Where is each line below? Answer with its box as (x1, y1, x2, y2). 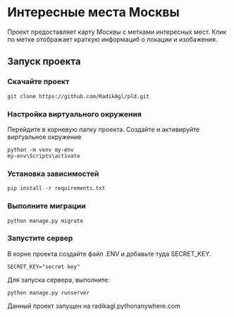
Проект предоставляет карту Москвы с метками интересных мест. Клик (7, 28, 227, 36)
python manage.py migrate (7, 217, 83, 225)
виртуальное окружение (7, 132, 82, 141)
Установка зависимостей (7, 169, 99, 179)
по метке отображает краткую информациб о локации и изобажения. (7, 35, 218, 43)
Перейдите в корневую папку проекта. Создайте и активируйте (7, 125, 200, 133)
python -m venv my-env (7, 146, 74, 153)
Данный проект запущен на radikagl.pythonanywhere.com (7, 301, 181, 310)
